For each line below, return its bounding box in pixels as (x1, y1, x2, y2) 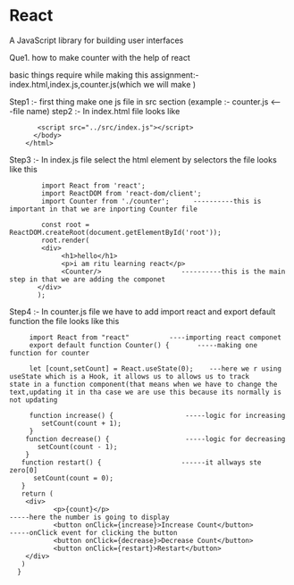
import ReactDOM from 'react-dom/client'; (41, 188, 202, 197)
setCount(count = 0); (32, 473, 114, 482)
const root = (41, 220, 90, 229)
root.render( (41, 236, 90, 245)
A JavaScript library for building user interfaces (9, 35, 184, 46)
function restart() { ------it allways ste (21, 457, 262, 467)
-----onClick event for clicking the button (9, 528, 178, 537)
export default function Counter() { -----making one (29, 340, 257, 349)
